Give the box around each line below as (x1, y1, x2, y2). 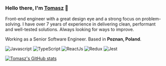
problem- (141, 16, 161, 22)
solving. (5, 21, 21, 27)
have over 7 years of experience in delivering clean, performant (24, 21, 156, 27)
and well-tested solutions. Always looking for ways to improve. (5, 26, 134, 32)
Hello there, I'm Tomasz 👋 (5, 4, 68, 11)
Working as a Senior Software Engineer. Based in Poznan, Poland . (5, 36, 141, 42)
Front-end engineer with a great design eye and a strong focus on (5, 16, 141, 22)
